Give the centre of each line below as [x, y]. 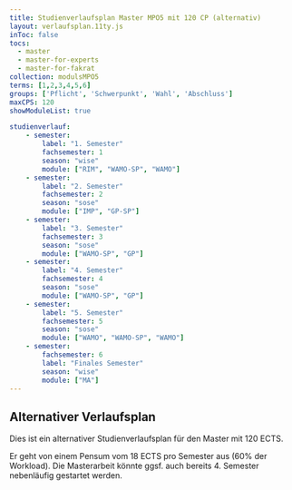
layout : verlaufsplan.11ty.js [67, 26]
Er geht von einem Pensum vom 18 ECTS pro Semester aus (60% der [138, 456]
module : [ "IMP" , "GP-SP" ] [91, 211]
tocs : [19, 43]
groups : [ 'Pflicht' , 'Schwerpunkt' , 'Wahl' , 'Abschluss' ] [121, 93]
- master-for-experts [58, 60]
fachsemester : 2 [73, 195]
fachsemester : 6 [73, 355]
